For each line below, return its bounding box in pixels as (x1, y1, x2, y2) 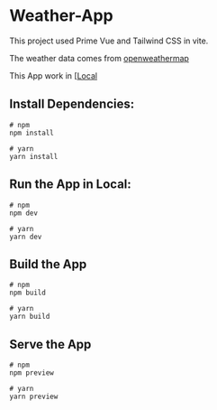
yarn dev (9, 232, 42, 241)
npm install (9, 128, 54, 137)
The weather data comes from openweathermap (9, 52, 189, 63)
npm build (9, 288, 47, 298)
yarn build (9, 312, 50, 321)
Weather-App (9, 5, 114, 26)
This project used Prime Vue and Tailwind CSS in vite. (9, 35, 209, 46)
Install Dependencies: (9, 97, 135, 112)
